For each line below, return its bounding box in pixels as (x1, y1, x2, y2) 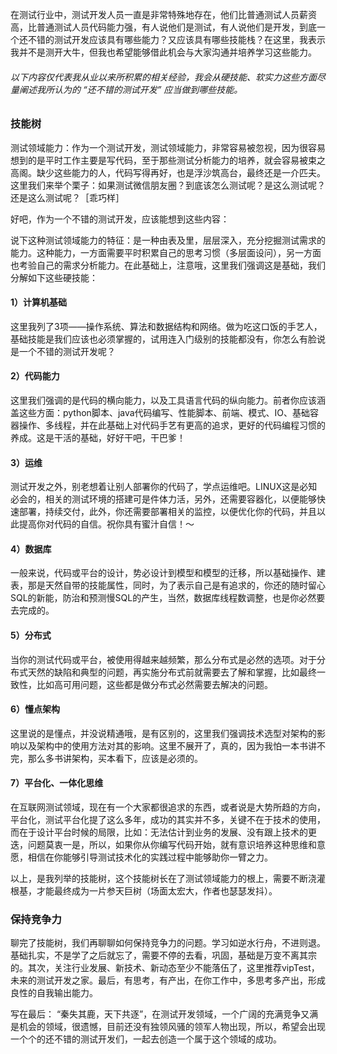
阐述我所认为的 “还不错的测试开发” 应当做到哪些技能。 (18, 83, 243, 95)
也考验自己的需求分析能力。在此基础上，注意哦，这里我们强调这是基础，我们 (10, 259, 326, 271)
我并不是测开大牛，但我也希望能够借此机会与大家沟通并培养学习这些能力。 (10, 46, 317, 58)
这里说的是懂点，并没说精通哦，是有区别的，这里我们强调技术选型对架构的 (10, 727, 317, 739)
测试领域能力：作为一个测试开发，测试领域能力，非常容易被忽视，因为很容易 (10, 141, 326, 153)
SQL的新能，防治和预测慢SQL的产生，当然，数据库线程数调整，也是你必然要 (10, 592, 326, 604)
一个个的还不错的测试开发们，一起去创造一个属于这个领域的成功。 (10, 1033, 282, 1045)
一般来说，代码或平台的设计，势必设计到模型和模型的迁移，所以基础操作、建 (10, 567, 326, 579)
